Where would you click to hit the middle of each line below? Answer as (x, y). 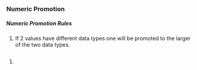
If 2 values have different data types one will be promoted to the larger (103, 38)
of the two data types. (43, 44)
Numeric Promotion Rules (39, 23)
